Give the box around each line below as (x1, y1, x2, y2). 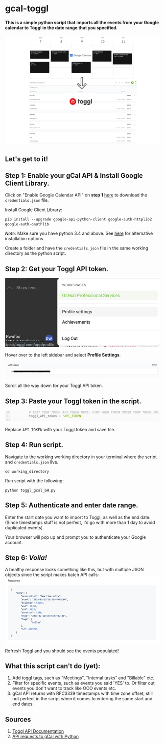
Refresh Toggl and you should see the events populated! (5, 648, 119, 654)
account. (5, 539, 23, 545)
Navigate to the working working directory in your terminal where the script (5, 454, 157, 460)
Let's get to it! (5, 155, 48, 163)
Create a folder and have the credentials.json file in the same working (5, 245, 148, 251)
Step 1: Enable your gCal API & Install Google (5, 171, 143, 180)
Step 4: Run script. (5, 441, 64, 449)
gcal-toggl (5, 3, 49, 14)
